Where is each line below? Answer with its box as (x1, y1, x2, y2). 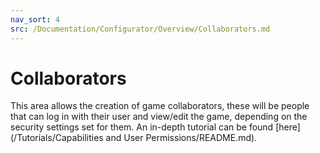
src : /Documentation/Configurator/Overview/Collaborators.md (10, 24, 271, 34)
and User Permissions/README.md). (105, 132, 258, 144)
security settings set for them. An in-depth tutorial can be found (10, 121, 274, 133)
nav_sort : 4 (10, 14, 60, 25)
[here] (275, 121, 301, 133)
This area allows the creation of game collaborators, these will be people (10, 100, 310, 112)
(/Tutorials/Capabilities (10, 132, 104, 144)
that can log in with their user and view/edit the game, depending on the (10, 111, 308, 123)
